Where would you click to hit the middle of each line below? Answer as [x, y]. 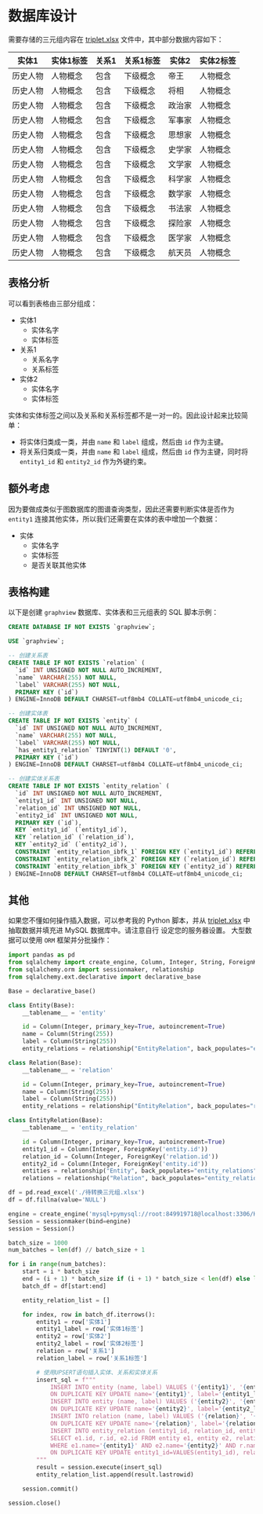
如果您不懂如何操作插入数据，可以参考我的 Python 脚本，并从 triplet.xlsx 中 [129, 920]
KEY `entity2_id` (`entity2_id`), [71, 845]
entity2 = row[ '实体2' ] [74, 1337]
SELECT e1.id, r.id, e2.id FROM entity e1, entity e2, [141, 1438]
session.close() [34, 1503]
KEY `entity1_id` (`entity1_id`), [71, 830]
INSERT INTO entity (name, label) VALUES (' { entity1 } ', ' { [148, 1387]
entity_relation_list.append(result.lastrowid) [115, 1475]
